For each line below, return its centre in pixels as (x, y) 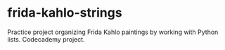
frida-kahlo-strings (65, 13)
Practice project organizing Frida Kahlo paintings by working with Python (113, 32)
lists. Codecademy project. (46, 39)
